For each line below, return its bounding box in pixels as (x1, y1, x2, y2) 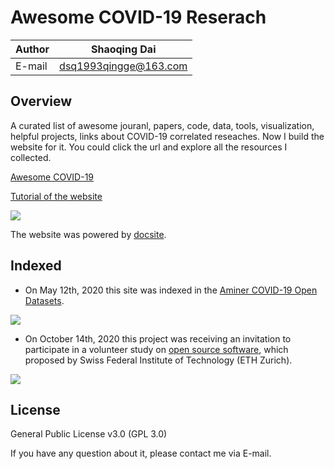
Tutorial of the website (10, 190, 103, 202)
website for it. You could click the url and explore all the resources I (10, 141, 288, 153)
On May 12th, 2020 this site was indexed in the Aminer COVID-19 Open (24, 284, 318, 296)
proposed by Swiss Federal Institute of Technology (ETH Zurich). (24, 354, 293, 366)
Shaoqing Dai (90, 42, 157, 56)
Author (15, 42, 50, 56)
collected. (10, 151, 52, 163)
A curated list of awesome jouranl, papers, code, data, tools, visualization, (10, 119, 315, 131)
